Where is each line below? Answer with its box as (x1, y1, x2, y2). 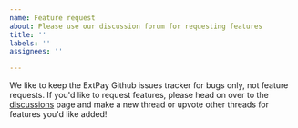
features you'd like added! (9, 109, 108, 120)
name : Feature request (9, 13, 96, 23)
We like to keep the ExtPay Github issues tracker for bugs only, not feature (9, 80, 289, 91)
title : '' (9, 30, 47, 39)
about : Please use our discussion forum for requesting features (9, 22, 262, 31)
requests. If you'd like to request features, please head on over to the (9, 90, 269, 101)
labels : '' (9, 38, 51, 48)
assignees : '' (9, 47, 64, 56)
